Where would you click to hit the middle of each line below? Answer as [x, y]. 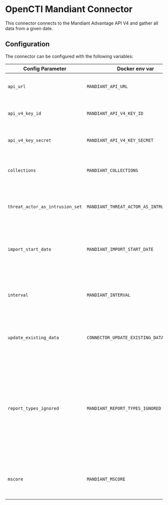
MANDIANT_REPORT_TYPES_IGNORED [124, 408]
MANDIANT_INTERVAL [109, 295]
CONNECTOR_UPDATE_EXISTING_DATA [125, 337]
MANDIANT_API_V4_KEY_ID [115, 113]
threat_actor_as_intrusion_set [45, 207]
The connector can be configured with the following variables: [69, 56]
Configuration [27, 44]
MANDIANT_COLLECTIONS [112, 170]
